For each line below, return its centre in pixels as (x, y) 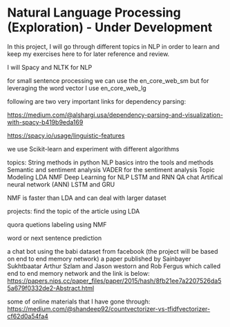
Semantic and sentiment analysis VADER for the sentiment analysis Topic (111, 169)
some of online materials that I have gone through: (79, 301)
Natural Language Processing (94, 13)
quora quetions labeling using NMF (57, 224)
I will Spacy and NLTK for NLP (50, 67)
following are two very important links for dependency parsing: (97, 101)
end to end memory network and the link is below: (78, 273)
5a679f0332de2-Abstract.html (51, 288)
